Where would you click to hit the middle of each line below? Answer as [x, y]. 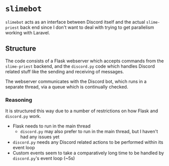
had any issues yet [40, 137]
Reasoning [19, 100]
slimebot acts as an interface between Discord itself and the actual [75, 22]
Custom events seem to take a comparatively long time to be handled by [88, 153]
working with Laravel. [28, 32]
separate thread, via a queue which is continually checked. [67, 87]
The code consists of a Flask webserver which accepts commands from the [84, 61]
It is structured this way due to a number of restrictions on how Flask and [82, 111]
